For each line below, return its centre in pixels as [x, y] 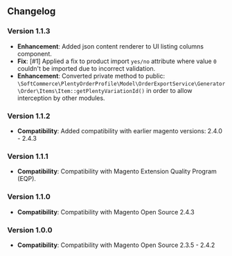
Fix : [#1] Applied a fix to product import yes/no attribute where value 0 [117, 61]
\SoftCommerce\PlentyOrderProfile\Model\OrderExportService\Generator [121, 84]
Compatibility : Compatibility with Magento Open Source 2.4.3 [106, 212]
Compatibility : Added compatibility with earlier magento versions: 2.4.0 [120, 130]
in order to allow [169, 90]
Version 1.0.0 [30, 230]
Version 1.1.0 [29, 197]
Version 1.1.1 [28, 156]
